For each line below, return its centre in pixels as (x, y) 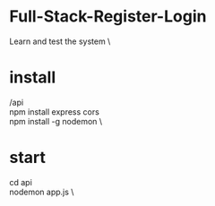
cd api (21, 182)
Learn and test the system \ (60, 41)
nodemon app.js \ (42, 192)
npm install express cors (55, 112)
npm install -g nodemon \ (56, 121)
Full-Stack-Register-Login (108, 17)
